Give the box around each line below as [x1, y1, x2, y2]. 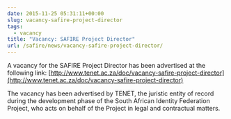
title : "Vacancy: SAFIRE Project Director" [7, 36, 136, 43]
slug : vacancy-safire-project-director [7, 17, 123, 24]
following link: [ [7, 68, 51, 77]
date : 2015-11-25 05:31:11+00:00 [7, 10, 104, 17]
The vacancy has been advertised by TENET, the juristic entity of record [7, 89, 214, 98]
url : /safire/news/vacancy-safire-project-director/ [7, 42, 164, 49]
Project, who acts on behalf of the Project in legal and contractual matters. [7, 104, 221, 112]
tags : [7, 23, 23, 30]
